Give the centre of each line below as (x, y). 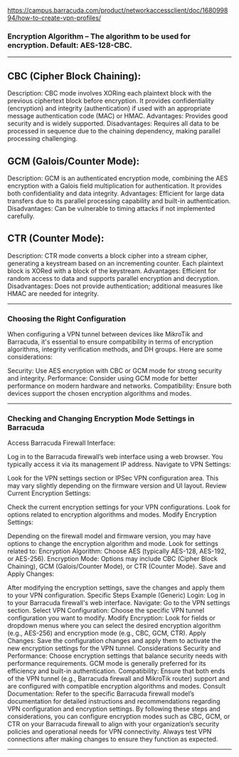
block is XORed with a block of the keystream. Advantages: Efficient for (112, 271)
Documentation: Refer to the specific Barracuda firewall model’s (101, 694)
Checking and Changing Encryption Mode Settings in (101, 418)
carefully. (21, 216)
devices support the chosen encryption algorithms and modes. (100, 393)
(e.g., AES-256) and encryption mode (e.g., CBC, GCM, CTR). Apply (107, 633)
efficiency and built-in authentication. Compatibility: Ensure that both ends (116, 671)
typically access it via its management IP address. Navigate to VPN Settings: (119, 464)
